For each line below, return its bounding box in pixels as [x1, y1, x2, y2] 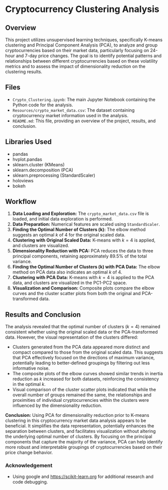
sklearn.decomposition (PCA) [12, 167, 74, 173]
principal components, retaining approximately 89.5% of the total [12, 253, 147, 259]
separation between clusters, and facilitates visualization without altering [5, 428, 156, 434]
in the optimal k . [12, 381, 46, 387]
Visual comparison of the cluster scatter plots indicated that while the [12, 387, 156, 393]
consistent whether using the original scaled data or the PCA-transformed [5, 329, 158, 335]
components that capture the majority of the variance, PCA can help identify [5, 439, 163, 445]
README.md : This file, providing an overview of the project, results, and [12, 118, 156, 124]
